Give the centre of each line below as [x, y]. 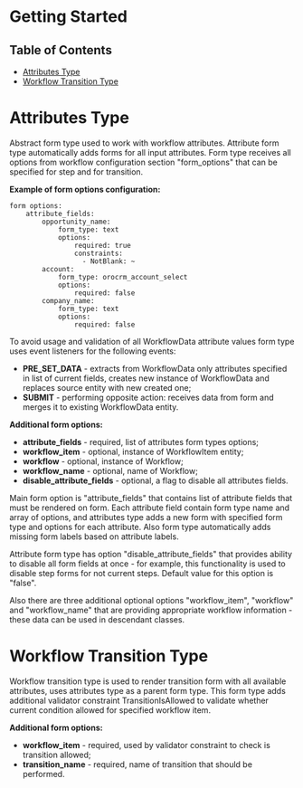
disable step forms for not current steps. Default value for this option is [142, 573]
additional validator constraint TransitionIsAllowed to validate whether [139, 700]
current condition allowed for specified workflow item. [110, 710]
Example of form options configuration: [85, 189]
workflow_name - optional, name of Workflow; [110, 470]
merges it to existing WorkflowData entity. [100, 407]
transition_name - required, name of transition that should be [137, 764]
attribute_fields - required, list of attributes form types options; [141, 441]
